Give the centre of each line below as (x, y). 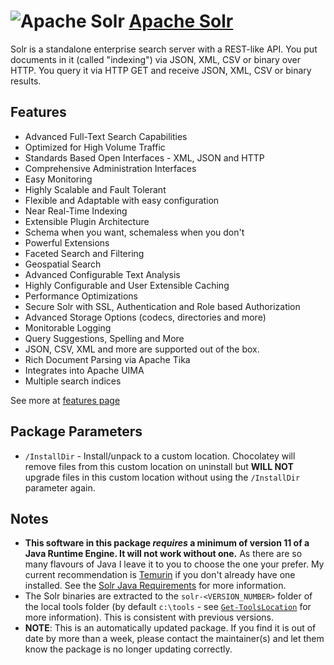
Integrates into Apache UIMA (84, 370)
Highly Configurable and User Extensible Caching (127, 285)
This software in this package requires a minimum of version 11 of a (167, 543)
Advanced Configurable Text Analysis (102, 274)
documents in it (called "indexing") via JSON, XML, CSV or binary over (155, 59)
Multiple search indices (73, 381)
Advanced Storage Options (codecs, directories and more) (145, 317)
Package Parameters (76, 431)
